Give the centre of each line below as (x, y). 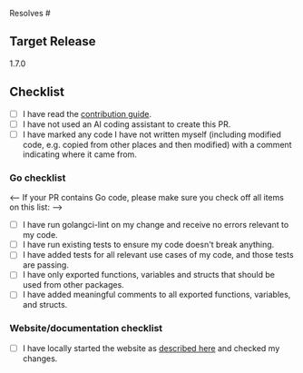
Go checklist (38, 178)
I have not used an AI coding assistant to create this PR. (127, 124)
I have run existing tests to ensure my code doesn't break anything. (148, 245)
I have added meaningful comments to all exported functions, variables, (156, 295)
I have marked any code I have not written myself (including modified (151, 134)
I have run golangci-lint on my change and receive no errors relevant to (156, 225)
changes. (40, 358)
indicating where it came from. (80, 154)
